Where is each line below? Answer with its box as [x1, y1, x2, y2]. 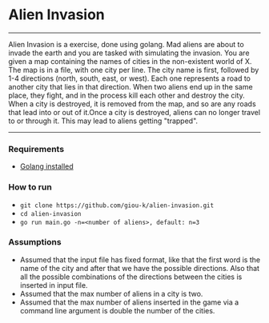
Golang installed [19, 161, 74, 171]
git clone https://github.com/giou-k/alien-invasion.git [19, 201, 215, 209]
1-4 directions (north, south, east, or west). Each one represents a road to [8, 74, 251, 83]
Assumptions [8, 237, 62, 248]
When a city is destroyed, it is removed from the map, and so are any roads [8, 98, 256, 109]
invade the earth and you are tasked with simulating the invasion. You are [8, 48, 250, 58]
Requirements [8, 143, 65, 154]
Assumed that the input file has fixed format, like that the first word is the [19, 254, 261, 265]
